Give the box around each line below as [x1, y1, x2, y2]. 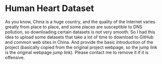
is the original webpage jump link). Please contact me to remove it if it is [5, 49, 149, 55]
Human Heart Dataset [5, 3, 94, 14]
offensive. [5, 54, 25, 60]
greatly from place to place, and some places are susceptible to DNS [5, 24, 143, 29]
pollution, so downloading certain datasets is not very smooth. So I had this [5, 29, 155, 35]
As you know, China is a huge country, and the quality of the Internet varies [5, 19, 155, 25]
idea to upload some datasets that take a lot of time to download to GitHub [5, 34, 154, 40]
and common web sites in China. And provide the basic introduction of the [5, 39, 154, 45]
